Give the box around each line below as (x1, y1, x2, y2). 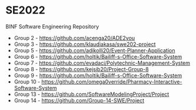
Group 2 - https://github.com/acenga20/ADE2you (14, 34, 135, 41)
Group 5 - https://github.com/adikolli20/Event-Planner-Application (14, 46, 175, 54)
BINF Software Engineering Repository (5, 23, 99, 30)
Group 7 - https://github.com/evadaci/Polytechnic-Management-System (14, 59, 190, 66)
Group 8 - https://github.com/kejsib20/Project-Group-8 (14, 65, 149, 72)
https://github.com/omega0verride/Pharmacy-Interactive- (41, 78, 182, 85)
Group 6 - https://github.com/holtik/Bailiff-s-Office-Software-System (14, 53, 182, 60)
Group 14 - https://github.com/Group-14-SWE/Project (14, 96, 145, 104)
